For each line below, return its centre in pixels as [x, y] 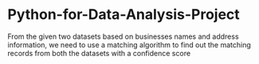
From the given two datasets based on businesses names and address [124, 36]
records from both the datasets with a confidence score [99, 53]
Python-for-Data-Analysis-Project [124, 15]
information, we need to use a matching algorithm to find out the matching [129, 44]
